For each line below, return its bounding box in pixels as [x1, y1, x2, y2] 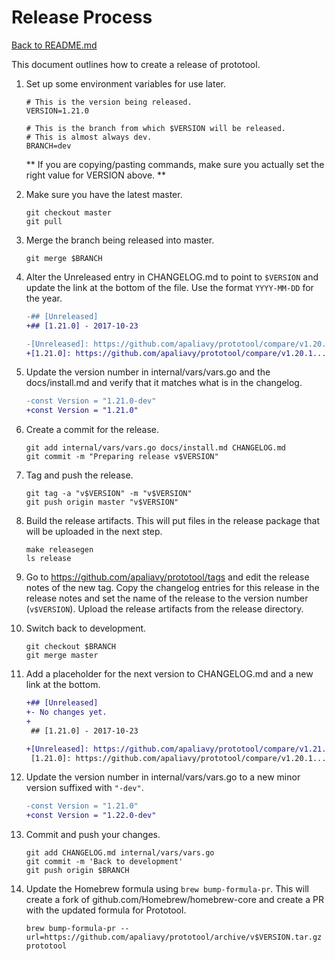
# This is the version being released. [25, 97, 193, 107]
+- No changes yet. [25, 707, 108, 718]
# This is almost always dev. [25, 132, 153, 142]
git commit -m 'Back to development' [25, 857, 184, 867]
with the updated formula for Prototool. [25, 904, 187, 916]
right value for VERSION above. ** [25, 169, 167, 181]
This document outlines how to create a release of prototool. [11, 58, 261, 70]
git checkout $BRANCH [25, 642, 116, 652]
